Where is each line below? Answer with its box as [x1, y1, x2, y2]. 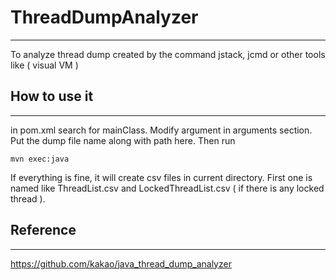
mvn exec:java [10, 154, 70, 164]
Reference [10, 222, 77, 239]
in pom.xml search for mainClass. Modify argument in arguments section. [10, 124, 313, 136]
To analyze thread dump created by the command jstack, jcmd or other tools [10, 48, 326, 60]
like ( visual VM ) [10, 59, 79, 71]
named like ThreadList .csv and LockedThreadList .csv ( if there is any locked [10, 182, 325, 194]
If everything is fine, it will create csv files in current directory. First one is [10, 171, 313, 183]
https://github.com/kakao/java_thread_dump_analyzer [10, 257, 232, 270]
